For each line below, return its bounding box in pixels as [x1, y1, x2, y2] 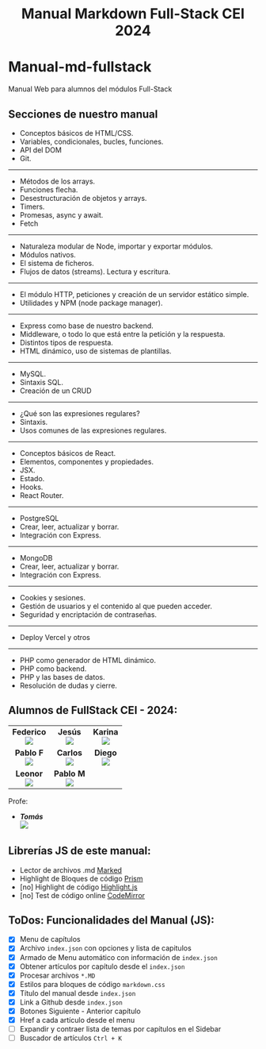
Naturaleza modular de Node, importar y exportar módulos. [19, 241, 214, 251]
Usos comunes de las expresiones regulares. [19, 426, 167, 435]
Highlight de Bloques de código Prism [19, 874, 143, 883]
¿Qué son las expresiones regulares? [19, 408, 140, 418]
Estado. [19, 473, 45, 483]
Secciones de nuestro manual [8, 107, 158, 121]
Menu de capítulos [19, 935, 81, 944]
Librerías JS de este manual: [8, 844, 151, 858]
